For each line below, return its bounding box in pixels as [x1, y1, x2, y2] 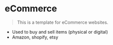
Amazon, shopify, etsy [12, 34, 59, 40]
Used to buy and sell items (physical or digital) [12, 29, 108, 35]
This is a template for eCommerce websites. [17, 19, 108, 25]
